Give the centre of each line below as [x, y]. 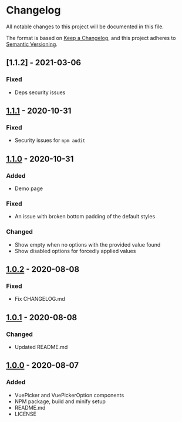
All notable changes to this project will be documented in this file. [85, 26]
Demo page [28, 188]
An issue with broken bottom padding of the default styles [85, 217]
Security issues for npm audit [50, 140]
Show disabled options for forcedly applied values [75, 251]
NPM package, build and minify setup [60, 401]
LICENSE [26, 414]
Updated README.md [41, 347]
